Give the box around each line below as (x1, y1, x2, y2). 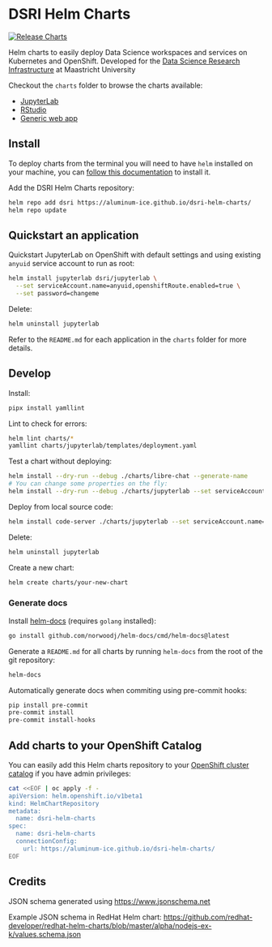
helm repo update (8, 206, 67, 214)
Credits (8, 875, 47, 889)
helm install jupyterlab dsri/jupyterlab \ (8, 274, 158, 282)
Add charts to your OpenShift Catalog (8, 738, 202, 752)
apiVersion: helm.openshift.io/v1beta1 (8, 792, 143, 800)
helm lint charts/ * (8, 434, 74, 442)
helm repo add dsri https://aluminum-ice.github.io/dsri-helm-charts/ (8, 198, 252, 207)
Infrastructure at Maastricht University (8, 64, 136, 74)
